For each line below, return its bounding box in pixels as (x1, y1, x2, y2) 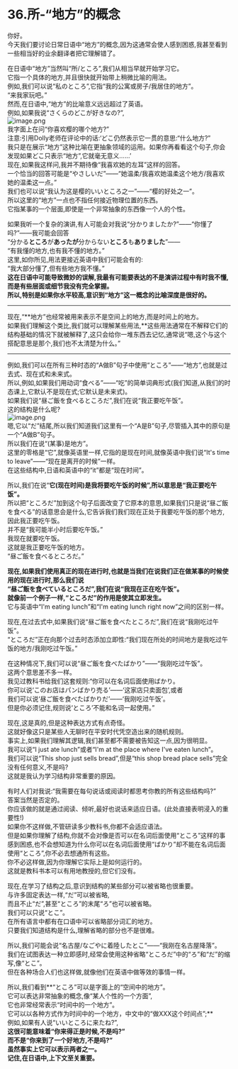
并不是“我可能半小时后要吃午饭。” (7, 525, 103, 533)
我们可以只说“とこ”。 (7, 908, 69, 916)
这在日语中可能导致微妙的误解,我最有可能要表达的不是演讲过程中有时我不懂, (7, 272, 229, 281)
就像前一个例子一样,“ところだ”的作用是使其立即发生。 (7, 593, 165, 602)
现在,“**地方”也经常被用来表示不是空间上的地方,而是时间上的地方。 (7, 312, 203, 321)
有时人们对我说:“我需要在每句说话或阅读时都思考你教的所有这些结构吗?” (7, 787, 216, 795)
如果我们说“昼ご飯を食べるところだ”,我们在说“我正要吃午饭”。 (7, 396, 188, 404)
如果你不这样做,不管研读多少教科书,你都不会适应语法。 (7, 822, 166, 831)
